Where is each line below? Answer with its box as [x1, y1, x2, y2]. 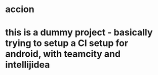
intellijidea [5, 59, 50, 70]
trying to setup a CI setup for [5, 37, 128, 49]
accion [5, 4, 34, 15]
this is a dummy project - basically [5, 27, 153, 39]
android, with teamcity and [5, 48, 121, 60]
